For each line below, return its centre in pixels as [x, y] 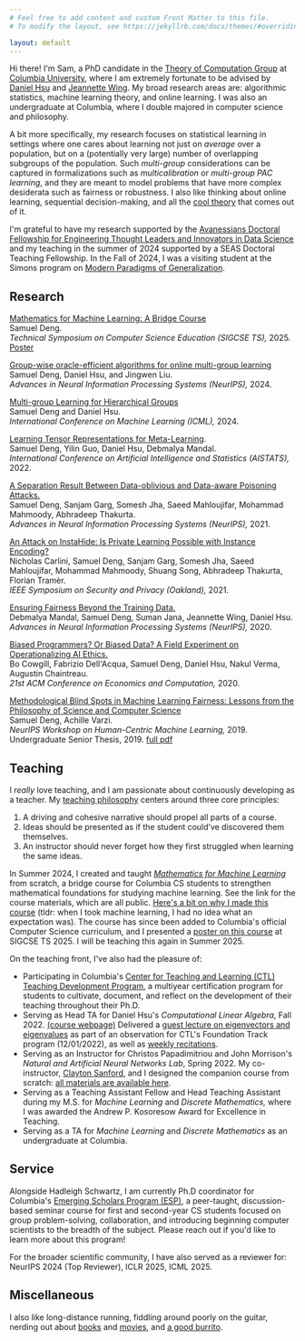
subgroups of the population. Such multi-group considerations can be [140, 164]
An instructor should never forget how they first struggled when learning [158, 846]
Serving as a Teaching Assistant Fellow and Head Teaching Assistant [152, 1092]
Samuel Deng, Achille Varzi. [61, 720]
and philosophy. [39, 117]
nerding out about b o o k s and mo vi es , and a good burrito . [116, 1326]
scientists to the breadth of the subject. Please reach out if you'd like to [143, 1229]
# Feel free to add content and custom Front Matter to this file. [140, 18]
